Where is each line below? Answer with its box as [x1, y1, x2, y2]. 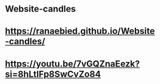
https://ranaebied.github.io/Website [5, 26, 155, 37]
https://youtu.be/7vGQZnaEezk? [5, 58, 140, 69]
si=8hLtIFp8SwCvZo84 [5, 68, 101, 80]
